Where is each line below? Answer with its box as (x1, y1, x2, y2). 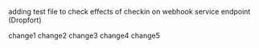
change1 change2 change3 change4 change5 (8, 31, 161, 40)
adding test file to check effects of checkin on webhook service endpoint (8, 7, 251, 16)
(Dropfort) (8, 15, 42, 25)
